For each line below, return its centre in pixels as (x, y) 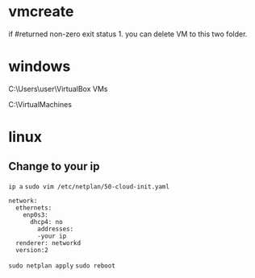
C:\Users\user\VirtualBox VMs (58, 89)
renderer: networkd (48, 243)
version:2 (32, 250)
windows (40, 66)
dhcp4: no (46, 222)
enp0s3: (36, 215)
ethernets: (34, 208)
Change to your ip (54, 166)
